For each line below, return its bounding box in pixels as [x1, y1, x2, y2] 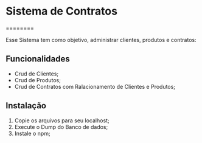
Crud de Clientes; [14, 70, 59, 77]
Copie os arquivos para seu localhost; [14, 117, 110, 124]
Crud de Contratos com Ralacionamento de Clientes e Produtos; [14, 83, 176, 90]
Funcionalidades [5, 54, 71, 65]
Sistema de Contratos [5, 4, 118, 18]
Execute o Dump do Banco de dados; [14, 123, 108, 130]
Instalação [5, 100, 47, 111]
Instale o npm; [14, 130, 50, 137]
